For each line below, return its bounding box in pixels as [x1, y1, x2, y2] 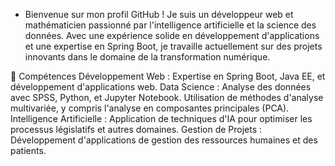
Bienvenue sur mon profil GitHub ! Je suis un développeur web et [24, 9, 294, 20]
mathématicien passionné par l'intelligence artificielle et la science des [24, 19, 317, 31]
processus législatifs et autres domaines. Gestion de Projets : [10, 124, 263, 135]
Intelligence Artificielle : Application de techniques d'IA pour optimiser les [10, 113, 313, 124]
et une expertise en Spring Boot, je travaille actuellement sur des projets [24, 40, 323, 52]
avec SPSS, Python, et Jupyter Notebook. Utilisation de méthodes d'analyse [10, 92, 324, 103]
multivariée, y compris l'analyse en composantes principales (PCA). [10, 102, 290, 114]
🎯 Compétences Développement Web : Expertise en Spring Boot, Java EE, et [10, 70, 326, 82]
